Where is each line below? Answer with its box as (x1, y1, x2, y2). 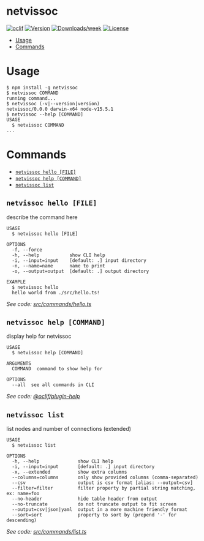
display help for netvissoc (6, 332, 72, 340)
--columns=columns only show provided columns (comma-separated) (12, 474, 199, 481)
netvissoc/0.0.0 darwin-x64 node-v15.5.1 (6, 106, 114, 112)
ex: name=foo (6, 491, 40, 497)
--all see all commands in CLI (12, 382, 95, 388)
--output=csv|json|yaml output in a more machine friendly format (12, 507, 188, 513)
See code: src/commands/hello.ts (6, 300, 92, 307)
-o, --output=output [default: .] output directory (12, 268, 149, 274)
